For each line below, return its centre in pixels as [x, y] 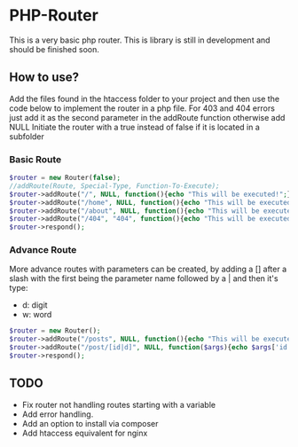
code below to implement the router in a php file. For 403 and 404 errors [142, 108]
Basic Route [35, 159]
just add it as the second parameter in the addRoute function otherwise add [147, 117]
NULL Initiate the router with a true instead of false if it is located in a [134, 127]
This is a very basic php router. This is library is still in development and [140, 40]
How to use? [44, 78]
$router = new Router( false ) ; [65, 178]
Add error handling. [58, 414]
